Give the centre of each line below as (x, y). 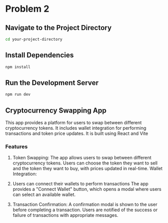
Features (17, 147)
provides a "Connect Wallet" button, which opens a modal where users (87, 189)
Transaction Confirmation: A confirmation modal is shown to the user (85, 205)
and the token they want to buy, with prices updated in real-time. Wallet (88, 169)
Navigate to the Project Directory (59, 28)
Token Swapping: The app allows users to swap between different (82, 158)
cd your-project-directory (34, 39)
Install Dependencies (39, 55)
